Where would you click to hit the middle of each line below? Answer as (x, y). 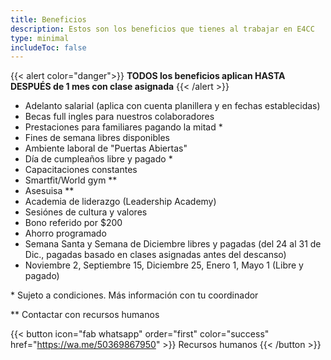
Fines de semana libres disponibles (97, 138)
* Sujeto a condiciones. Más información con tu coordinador (134, 295)
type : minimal (40, 38)
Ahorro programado (65, 233)
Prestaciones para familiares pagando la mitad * (123, 127)
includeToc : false (48, 47)
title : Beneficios (48, 19)
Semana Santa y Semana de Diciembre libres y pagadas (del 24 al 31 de (173, 244)
